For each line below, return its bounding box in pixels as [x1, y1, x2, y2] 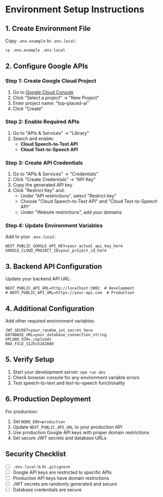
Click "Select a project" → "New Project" [12, 94, 99, 101]
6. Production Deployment [5, 395, 92, 403]
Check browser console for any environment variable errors [12, 374, 140, 380]
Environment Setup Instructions [5, 4, 144, 15]
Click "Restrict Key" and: [12, 187, 65, 193]
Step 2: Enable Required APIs [5, 118, 80, 126]
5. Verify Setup [5, 355, 55, 364]
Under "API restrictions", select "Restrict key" [20, 193, 117, 199]
